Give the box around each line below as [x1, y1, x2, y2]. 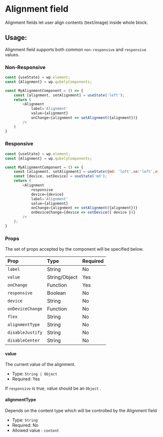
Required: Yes [12, 376, 40, 382]
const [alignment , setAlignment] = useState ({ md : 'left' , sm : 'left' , [14, 169, 155, 174]
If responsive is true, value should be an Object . [5, 385, 101, 391]
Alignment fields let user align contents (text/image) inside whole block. [5, 19, 148, 25]
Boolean [47, 290, 66, 296]
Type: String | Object [12, 371, 57, 377]
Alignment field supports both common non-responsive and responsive [5, 46, 147, 52]
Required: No [12, 422, 39, 428]
